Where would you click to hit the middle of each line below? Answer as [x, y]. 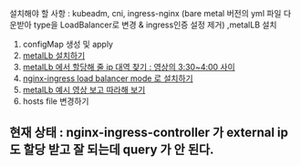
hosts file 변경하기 [56, 101]
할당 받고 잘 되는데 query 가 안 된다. [119, 150]
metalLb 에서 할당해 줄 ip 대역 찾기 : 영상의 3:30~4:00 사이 [129, 67]
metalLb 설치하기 [54, 56]
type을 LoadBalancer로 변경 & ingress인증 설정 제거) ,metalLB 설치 [155, 25]
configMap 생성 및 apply [68, 44]
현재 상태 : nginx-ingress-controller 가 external [142, 133]
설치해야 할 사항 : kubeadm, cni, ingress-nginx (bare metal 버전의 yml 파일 [145, 13]
